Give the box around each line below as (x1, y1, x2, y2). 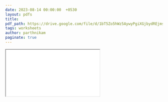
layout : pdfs (5, 12, 32, 17)
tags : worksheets (5, 26, 41, 31)
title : (5, 16, 19, 21)
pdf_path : (5, 21, 26, 26)
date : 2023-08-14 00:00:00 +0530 (5, 7, 77, 12)
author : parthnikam (5, 30, 46, 35)
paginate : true (5, 35, 37, 40)
